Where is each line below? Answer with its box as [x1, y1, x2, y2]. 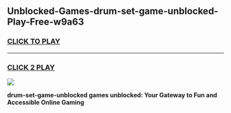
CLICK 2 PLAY [7, 62, 55, 72]
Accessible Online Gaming [7, 98, 85, 106]
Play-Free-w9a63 [7, 16, 85, 28]
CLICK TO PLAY [7, 37, 60, 47]
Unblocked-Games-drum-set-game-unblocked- [7, 5, 219, 17]
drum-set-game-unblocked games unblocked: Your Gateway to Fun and [7, 90, 218, 99]
